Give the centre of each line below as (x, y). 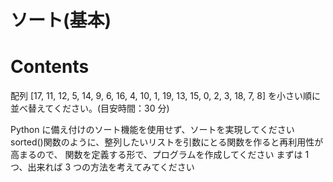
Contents (50, 67)
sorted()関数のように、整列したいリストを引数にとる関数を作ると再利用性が (167, 142)
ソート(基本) (61, 20)
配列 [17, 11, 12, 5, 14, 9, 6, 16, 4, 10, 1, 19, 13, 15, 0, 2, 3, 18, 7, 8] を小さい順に (165, 96)
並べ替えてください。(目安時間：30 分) (90, 108)
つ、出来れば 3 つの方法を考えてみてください (102, 167)
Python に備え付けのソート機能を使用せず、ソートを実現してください (152, 130)
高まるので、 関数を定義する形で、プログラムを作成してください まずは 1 (160, 155)
